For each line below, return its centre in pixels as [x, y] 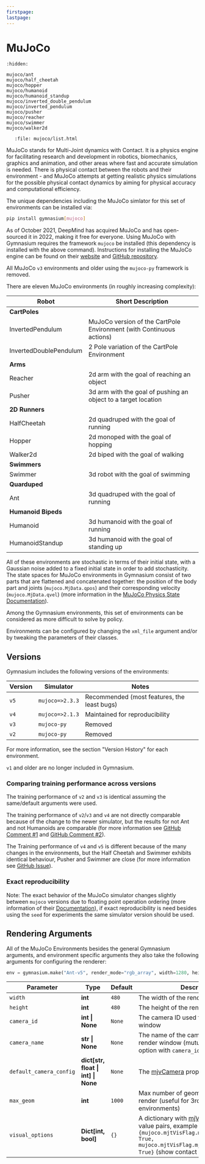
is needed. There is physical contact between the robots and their [89, 170]
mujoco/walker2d [27, 128]
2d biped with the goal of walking [136, 454]
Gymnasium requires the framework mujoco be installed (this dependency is [101, 243]
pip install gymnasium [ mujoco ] [46, 219]
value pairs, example [168, 1126]
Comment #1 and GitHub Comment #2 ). [56, 835]
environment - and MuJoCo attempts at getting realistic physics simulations [101, 176]
